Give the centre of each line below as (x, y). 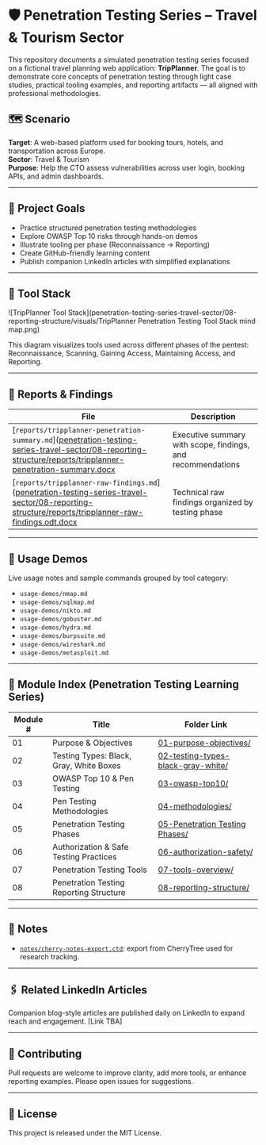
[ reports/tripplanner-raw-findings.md (85, 482)
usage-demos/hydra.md (55, 628)
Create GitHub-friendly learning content (85, 253)
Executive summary (209, 435)
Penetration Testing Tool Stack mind (196, 321)
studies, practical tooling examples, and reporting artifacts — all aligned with (133, 85)
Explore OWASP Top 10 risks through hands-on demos (108, 236)
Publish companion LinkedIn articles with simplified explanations (125, 261)
